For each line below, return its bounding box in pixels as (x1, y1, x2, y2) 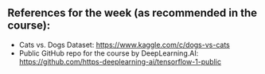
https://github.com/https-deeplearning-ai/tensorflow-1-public (18, 56, 222, 66)
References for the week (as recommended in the (7, 6, 258, 20)
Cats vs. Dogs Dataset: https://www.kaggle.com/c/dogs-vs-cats (18, 40, 230, 49)
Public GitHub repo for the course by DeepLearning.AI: (18, 48, 199, 58)
